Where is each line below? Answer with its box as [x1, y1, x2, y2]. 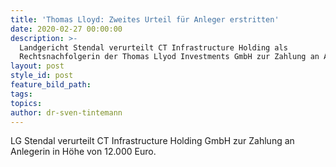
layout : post [10, 61, 65, 71]
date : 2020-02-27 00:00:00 [10, 24, 123, 34]
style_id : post [10, 71, 74, 81]
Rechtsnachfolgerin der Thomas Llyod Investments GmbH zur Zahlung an [19, 52, 320, 62]
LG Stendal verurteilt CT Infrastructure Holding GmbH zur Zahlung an [10, 135, 295, 147]
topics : [10, 98, 43, 108]
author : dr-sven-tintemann [10, 107, 123, 118]
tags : [10, 89, 33, 99]
